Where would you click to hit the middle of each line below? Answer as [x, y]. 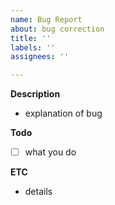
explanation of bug [63, 113]
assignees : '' [40, 57]
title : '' [31, 38]
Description [35, 94]
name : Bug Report [46, 19]
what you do [50, 152]
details [38, 192]
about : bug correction [57, 29]
